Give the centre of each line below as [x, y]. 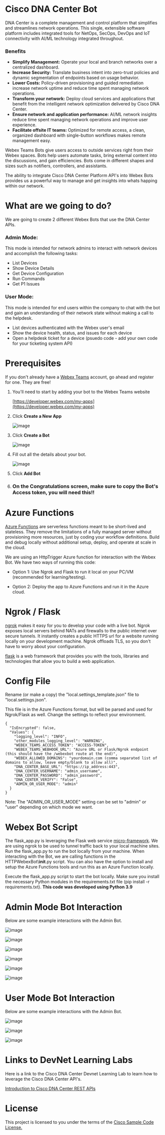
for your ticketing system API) [42, 343]
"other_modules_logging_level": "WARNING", [59, 741]
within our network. [25, 186]
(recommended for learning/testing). [49, 577]
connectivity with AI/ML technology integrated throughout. [65, 38]
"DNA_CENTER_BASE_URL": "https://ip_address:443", [67, 767]
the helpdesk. [19, 318]
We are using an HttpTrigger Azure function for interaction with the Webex [81, 557]
